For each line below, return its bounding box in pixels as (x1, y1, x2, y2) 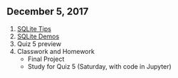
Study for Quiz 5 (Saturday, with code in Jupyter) (27, 62, 172, 70)
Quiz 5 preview (16, 39, 62, 48)
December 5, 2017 (6, 6, 89, 18)
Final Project (27, 55, 65, 63)
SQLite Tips (16, 24, 51, 33)
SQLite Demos (16, 32, 60, 40)
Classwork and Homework (16, 47, 95, 55)
